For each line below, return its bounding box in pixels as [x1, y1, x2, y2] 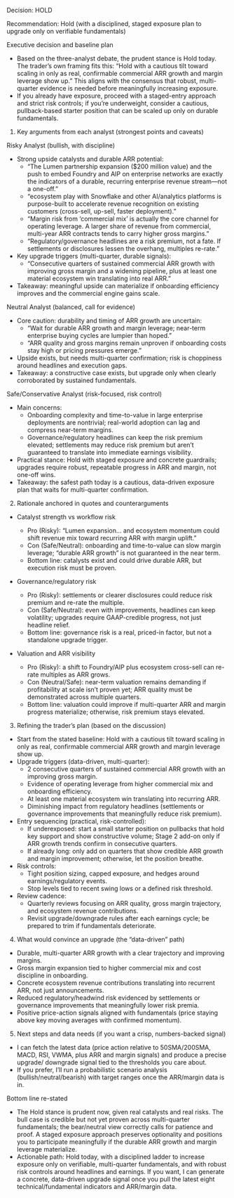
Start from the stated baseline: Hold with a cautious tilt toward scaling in [16, 735, 225, 743]
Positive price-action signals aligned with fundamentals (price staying [16, 1008, 219, 1017]
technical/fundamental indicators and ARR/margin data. [16, 1183, 177, 1190]
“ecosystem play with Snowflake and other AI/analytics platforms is [27, 193, 222, 200]
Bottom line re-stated [6, 1094, 68, 1102]
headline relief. [27, 621, 71, 629]
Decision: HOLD [6, 6, 53, 14]
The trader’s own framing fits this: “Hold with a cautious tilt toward [16, 62, 208, 70]
